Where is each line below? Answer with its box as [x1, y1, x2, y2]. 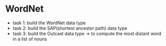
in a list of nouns [12, 36, 47, 42]
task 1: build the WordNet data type [12, 20, 86, 26]
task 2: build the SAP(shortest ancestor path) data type [12, 25, 128, 31]
